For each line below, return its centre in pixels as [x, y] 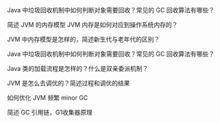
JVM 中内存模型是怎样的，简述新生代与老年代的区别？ [84, 39]
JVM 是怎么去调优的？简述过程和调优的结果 [69, 83]
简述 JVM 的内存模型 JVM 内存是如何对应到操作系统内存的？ [93, 25]
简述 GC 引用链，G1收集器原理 [50, 112]
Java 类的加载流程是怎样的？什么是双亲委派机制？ [78, 68]
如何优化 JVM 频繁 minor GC [48, 98]
